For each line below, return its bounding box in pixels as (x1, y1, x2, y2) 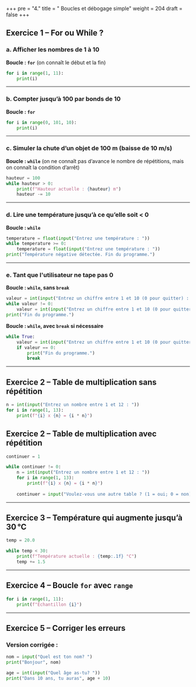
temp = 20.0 (6, 537, 35, 543)
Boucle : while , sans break (6, 284, 70, 291)
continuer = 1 (6, 453, 41, 460)
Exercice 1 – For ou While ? (6, 28, 104, 38)
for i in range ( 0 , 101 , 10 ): (6, 119, 77, 125)
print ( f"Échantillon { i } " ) (16, 602, 82, 607)
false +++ (6, 11, 30, 18)
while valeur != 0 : (6, 301, 54, 307)
